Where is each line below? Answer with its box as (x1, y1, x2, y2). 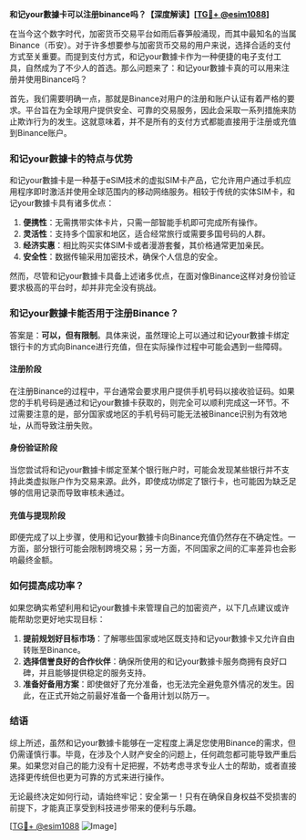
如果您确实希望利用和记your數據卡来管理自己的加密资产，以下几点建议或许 (9, 602, 290, 613)
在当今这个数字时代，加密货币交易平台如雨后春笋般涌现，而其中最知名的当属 (9, 28, 297, 39)
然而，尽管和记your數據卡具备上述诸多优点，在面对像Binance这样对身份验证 (9, 271, 296, 282)
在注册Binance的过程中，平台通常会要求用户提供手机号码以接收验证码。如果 (9, 385, 296, 396)
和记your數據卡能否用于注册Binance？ (9, 307, 179, 320)
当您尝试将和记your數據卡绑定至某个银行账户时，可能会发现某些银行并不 (9, 464, 282, 475)
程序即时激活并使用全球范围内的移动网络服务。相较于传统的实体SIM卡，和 (16, 186, 296, 197)
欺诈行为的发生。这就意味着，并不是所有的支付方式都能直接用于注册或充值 (16, 116, 297, 127)
